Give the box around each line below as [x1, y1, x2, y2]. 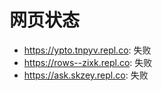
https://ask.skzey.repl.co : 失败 [23, 69, 149, 81]
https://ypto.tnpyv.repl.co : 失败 [23, 44, 152, 56]
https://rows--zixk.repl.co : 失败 [23, 56, 153, 68]
